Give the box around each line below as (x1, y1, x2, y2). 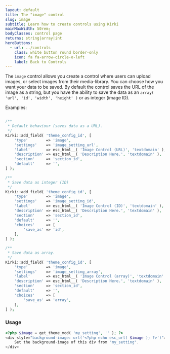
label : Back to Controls (14, 59, 67, 64)
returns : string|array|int (5, 36, 62, 41)
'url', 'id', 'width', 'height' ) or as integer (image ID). (5, 95, 130, 101)
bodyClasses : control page (5, 31, 62, 36)
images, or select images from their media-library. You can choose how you (5, 79, 163, 85)
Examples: (5, 104, 27, 111)
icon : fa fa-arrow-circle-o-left (14, 54, 85, 60)
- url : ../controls (10, 45, 51, 50)
